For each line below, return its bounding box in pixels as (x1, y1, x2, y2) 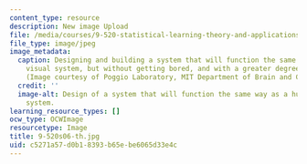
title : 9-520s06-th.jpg (9, 132, 101, 141)
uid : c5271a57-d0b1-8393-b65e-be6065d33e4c (9, 140, 178, 149)
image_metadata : (9, 47, 71, 56)
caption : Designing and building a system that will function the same (17, 56, 297, 65)
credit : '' (17, 81, 59, 90)
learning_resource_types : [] (9, 107, 121, 116)
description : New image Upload (9, 22, 129, 31)
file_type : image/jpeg (9, 38, 96, 48)
